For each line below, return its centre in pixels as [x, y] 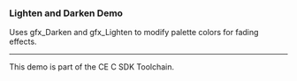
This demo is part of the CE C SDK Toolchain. [92, 67]
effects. [23, 41]
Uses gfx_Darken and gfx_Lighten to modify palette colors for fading [134, 33]
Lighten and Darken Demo [66, 13]
